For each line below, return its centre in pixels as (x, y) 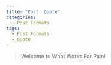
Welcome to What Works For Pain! (63, 56)
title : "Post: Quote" (33, 12)
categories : (21, 17)
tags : (13, 28)
